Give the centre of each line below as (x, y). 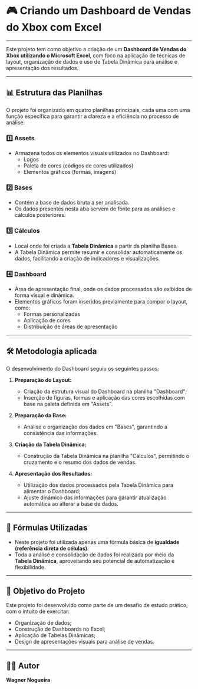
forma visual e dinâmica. (44, 295)
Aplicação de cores (47, 320)
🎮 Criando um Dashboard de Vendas (99, 11)
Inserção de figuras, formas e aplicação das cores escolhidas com (104, 397)
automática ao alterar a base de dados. (71, 503)
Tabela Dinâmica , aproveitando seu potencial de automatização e (95, 561)
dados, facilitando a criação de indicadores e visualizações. (87, 258)
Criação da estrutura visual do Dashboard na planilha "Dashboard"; (105, 391)
